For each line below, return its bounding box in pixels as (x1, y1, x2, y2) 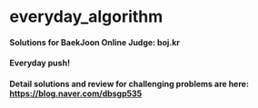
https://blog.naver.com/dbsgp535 (9, 88, 143, 99)
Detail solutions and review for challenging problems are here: (9, 78, 250, 89)
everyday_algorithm (9, 6, 164, 27)
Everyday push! (9, 57, 71, 69)
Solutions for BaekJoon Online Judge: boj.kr (9, 36, 180, 47)
